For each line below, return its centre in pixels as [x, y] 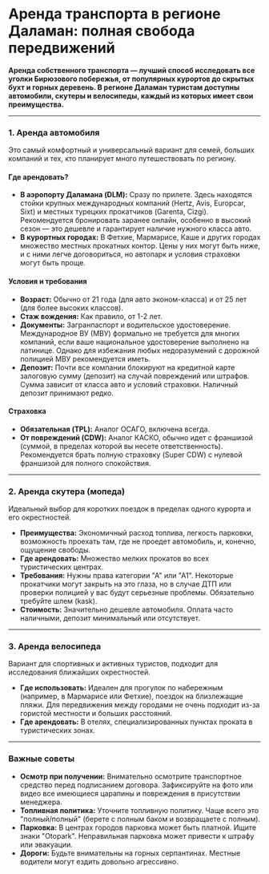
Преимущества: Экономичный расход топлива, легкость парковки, [137, 533]
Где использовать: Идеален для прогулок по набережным [121, 688]
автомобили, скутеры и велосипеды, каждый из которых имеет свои [131, 95]
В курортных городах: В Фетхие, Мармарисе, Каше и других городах [140, 237]
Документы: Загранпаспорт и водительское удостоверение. [125, 325]
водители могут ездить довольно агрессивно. [99, 861]
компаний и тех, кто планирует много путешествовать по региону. [122, 159]
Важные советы [41, 759]
